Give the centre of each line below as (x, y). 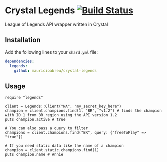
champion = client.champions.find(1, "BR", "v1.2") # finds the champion (84, 111)
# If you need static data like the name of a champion (64, 146)
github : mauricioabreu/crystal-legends (56, 71)
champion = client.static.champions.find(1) (52, 150)
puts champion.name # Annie (34, 155)
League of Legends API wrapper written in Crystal (57, 24)
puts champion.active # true (35, 120)
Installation (23, 40)
